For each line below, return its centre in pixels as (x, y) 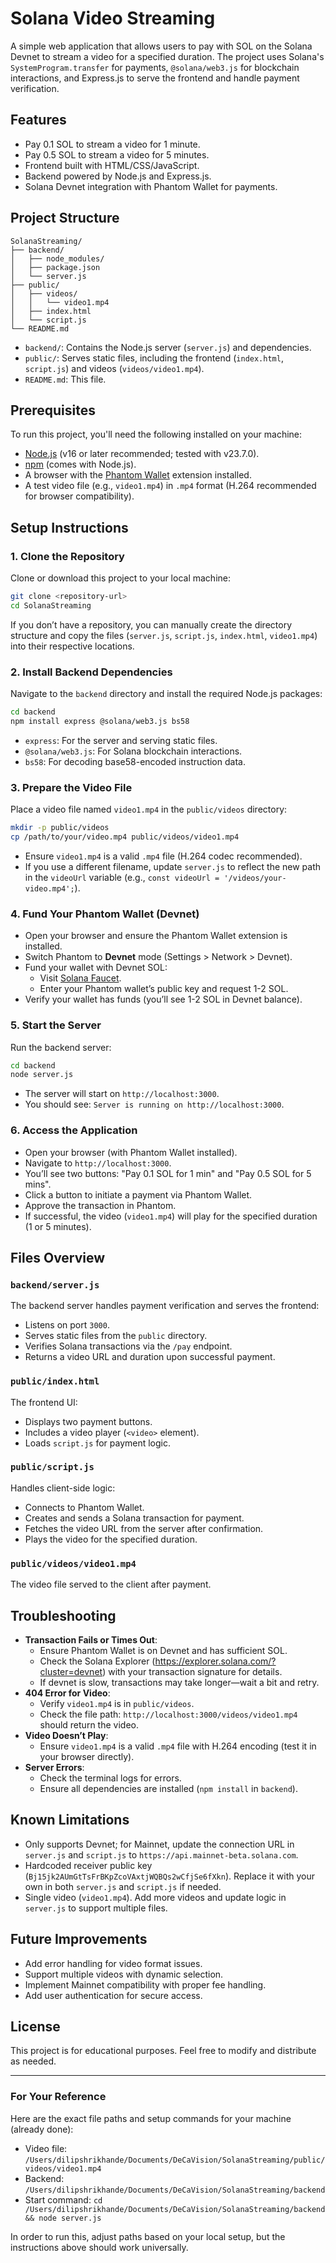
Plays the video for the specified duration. (111, 1539)
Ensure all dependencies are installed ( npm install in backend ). (168, 1788)
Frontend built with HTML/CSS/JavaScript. (112, 165)
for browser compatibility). (79, 496)
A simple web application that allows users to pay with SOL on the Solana (161, 46)
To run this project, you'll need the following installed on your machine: (156, 434)
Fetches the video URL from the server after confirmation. (144, 1528)
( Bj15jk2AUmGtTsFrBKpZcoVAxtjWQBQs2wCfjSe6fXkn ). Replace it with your (169, 1876)
